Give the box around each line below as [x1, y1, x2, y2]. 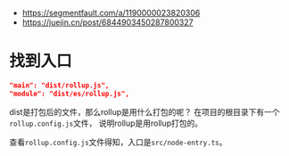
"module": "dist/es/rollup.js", [9, 89, 129, 98]
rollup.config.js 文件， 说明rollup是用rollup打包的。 [9, 118, 203, 128]
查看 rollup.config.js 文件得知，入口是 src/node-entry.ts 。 [9, 136, 227, 147]
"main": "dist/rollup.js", [9, 80, 110, 90]
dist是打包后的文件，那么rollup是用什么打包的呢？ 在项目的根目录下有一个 [9, 106, 280, 117]
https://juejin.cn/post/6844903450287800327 [21, 17, 194, 28]
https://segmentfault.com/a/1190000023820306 [21, 8, 201, 18]
